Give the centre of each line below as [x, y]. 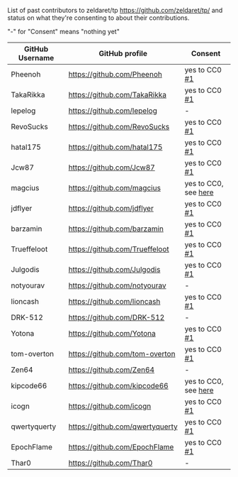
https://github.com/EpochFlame [121, 447]
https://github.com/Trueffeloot [119, 249]
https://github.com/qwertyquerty [123, 427]
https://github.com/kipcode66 [118, 386]
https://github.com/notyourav [117, 285]
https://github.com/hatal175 [115, 147]
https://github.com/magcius [115, 188]
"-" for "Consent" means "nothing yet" [64, 32]
